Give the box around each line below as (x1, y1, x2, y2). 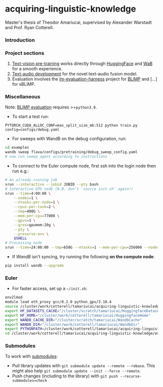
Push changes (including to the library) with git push (12, 373, 118, 379)
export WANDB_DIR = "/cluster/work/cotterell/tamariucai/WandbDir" (5, 322, 140, 327)
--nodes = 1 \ (14, 195, 38, 201)
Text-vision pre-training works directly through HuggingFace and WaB (12, 61, 153, 66)
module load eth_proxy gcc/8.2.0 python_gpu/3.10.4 (5, 299, 112, 305)
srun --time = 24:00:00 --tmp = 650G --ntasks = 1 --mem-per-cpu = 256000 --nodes (5, 245, 160, 250)
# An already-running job (5, 178, 57, 183)
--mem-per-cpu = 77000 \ (14, 214, 60, 218)
